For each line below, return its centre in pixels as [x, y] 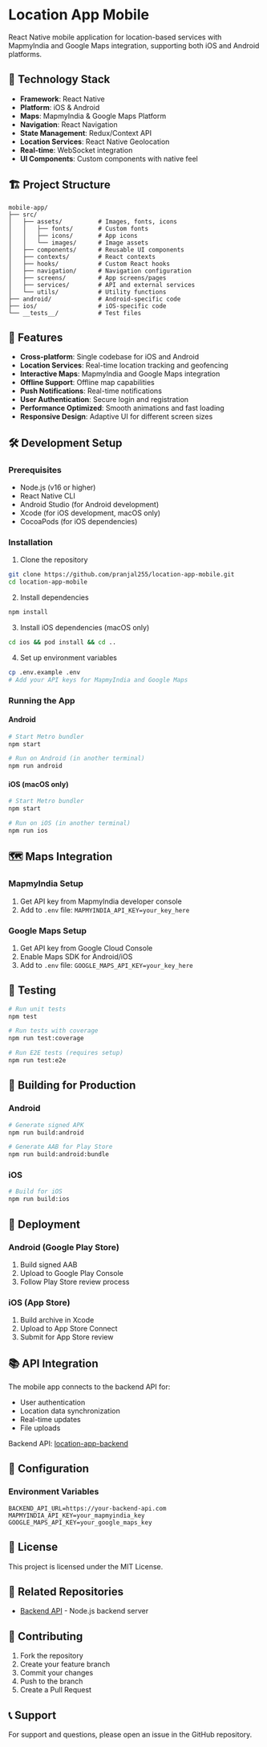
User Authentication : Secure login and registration [104, 400]
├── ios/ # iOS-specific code [87, 306]
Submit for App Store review [67, 1337]
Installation [31, 542]
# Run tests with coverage [53, 1031]
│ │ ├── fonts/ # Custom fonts [79, 228]
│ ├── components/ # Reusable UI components [96, 250]
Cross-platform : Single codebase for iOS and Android [109, 357]
